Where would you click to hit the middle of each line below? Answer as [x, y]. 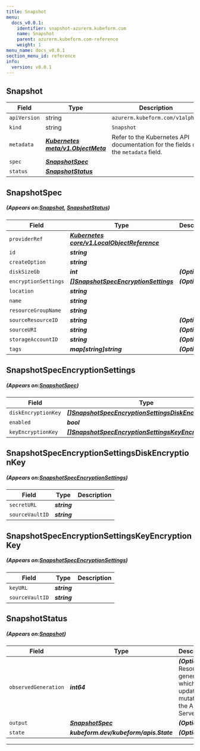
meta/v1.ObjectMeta [76, 148]
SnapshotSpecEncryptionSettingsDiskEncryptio [98, 453]
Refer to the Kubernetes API [151, 137]
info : [13, 61]
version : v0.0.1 [32, 67]
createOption [28, 262]
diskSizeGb [24, 272]
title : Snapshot [26, 12]
